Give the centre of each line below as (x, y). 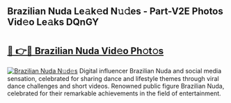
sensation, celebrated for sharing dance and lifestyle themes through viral (113, 78)
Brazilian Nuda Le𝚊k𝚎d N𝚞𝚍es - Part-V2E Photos (115, 11)
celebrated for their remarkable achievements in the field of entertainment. (114, 93)
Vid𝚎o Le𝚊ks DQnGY (53, 22)
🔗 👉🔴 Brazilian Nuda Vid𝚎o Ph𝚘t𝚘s (86, 51)
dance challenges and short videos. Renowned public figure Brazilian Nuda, (116, 86)
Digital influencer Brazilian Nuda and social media (150, 71)
